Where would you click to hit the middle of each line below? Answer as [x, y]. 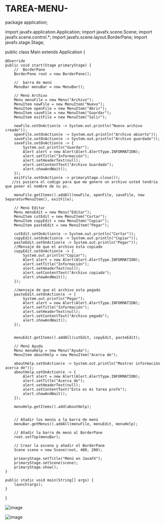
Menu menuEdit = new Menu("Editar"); [53, 212]
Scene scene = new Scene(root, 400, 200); [58, 450]
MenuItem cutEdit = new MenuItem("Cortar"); [61, 216]
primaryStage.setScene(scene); [46, 463]
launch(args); [28, 485]
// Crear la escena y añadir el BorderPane [60, 445]
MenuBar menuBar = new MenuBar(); [49, 87]
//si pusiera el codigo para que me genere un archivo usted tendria [85, 182]
